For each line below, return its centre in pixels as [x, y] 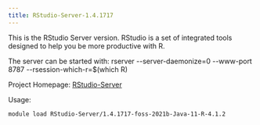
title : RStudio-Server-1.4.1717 [61, 15]
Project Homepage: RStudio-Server [65, 84]
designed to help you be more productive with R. [87, 46]
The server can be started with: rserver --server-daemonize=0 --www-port [130, 61]
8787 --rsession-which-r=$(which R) [68, 69]
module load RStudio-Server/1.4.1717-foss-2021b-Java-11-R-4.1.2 [117, 114]
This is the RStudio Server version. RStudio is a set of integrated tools [120, 37]
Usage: [20, 99]
